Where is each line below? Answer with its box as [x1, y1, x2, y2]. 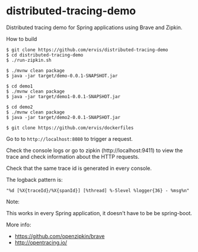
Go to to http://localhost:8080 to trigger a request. [6, 135, 133, 142]
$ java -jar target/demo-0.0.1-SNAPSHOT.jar [6, 73, 118, 78]
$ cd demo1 [6, 83, 33, 89]
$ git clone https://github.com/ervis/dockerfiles [6, 125, 134, 131]
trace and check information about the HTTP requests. [6, 153, 139, 160]
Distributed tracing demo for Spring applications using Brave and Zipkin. [6, 24, 183, 31]
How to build [6, 35, 37, 42]
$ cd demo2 [6, 104, 33, 110]
